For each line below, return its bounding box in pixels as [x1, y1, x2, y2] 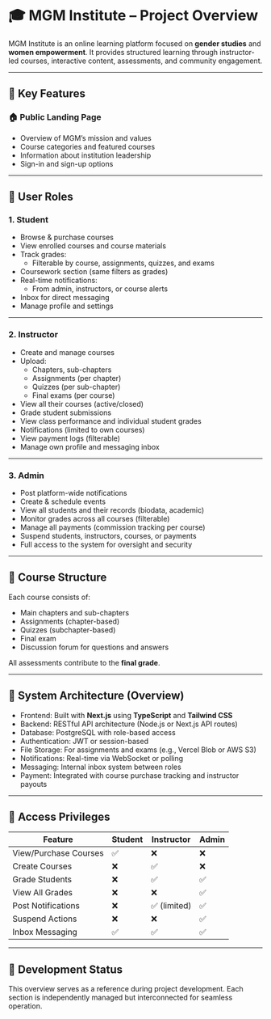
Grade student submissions [19, 408, 111, 417]
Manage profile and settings [19, 301, 115, 311]
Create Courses [12, 860, 73, 872]
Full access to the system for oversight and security [19, 539, 193, 549]
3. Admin [8, 470, 44, 481]
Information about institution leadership [19, 150, 152, 160]
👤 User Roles [8, 190, 74, 204]
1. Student [8, 214, 49, 225]
